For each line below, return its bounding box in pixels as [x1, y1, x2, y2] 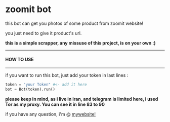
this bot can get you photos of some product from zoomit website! [5, 20, 143, 26]
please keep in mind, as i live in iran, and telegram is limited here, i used [5, 96, 158, 102]
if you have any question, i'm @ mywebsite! [5, 111, 96, 117]
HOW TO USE [5, 56, 34, 62]
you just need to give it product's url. [5, 30, 82, 36]
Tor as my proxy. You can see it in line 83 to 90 [5, 101, 105, 107]
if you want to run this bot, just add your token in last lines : [5, 72, 129, 78]
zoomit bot [5, 4, 52, 15]
